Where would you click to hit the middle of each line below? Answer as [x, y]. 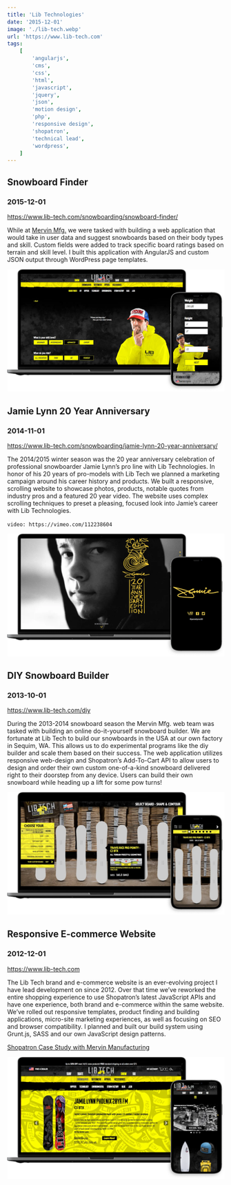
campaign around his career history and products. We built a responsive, [111, 481]
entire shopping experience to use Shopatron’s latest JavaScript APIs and [111, 997]
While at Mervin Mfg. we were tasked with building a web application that [111, 230]
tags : [15, 44]
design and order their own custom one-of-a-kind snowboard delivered [109, 768]
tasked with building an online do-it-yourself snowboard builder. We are [109, 731]
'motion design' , [57, 110]
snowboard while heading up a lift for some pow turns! [84, 783]
